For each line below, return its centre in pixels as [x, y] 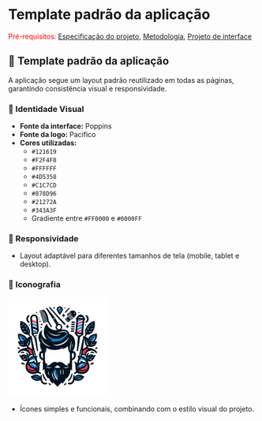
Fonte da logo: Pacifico [58, 135]
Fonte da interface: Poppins [65, 126]
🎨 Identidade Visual [46, 109]
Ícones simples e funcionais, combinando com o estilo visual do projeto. [137, 408]
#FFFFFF [44, 169]
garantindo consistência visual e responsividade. [88, 88]
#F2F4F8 [44, 160]
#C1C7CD [44, 186]
